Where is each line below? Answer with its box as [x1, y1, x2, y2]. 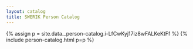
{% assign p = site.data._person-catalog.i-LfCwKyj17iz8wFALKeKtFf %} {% [6, 30, 188, 37]
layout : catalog [6, 8, 46, 15]
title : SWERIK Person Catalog [6, 14, 80, 20]
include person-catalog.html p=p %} [6, 36, 94, 43]
